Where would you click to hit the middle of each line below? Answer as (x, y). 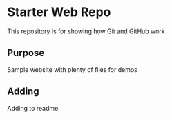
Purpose (26, 53)
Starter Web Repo (59, 12)
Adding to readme (33, 108)
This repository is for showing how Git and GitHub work (86, 31)
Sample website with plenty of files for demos (73, 69)
